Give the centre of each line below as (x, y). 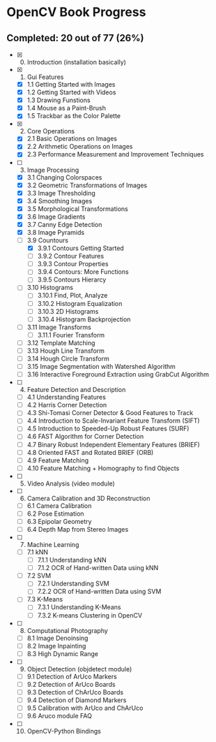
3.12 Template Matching (61, 342)
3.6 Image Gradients (56, 217)
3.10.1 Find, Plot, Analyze (72, 296)
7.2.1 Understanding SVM (73, 583)
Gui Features (45, 77)
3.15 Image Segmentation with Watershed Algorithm (101, 366)
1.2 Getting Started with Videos (71, 92)
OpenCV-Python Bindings (64, 732)
